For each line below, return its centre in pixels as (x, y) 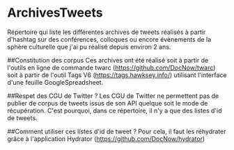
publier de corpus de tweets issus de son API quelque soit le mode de (108, 103)
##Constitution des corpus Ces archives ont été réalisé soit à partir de (108, 60)
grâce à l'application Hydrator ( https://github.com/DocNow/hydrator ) (106, 139)
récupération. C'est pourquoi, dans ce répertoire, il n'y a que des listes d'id (115, 110)
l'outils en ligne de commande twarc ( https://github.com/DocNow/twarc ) (111, 67)
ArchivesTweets (55, 13)
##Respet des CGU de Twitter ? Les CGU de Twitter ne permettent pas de (113, 96)
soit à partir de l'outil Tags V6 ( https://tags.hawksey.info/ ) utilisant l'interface (117, 75)
